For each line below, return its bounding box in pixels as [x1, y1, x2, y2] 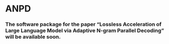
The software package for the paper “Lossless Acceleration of [5, 21, 162, 28]
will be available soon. [5, 33, 61, 40]
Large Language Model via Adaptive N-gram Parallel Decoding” [5, 27, 164, 34]
